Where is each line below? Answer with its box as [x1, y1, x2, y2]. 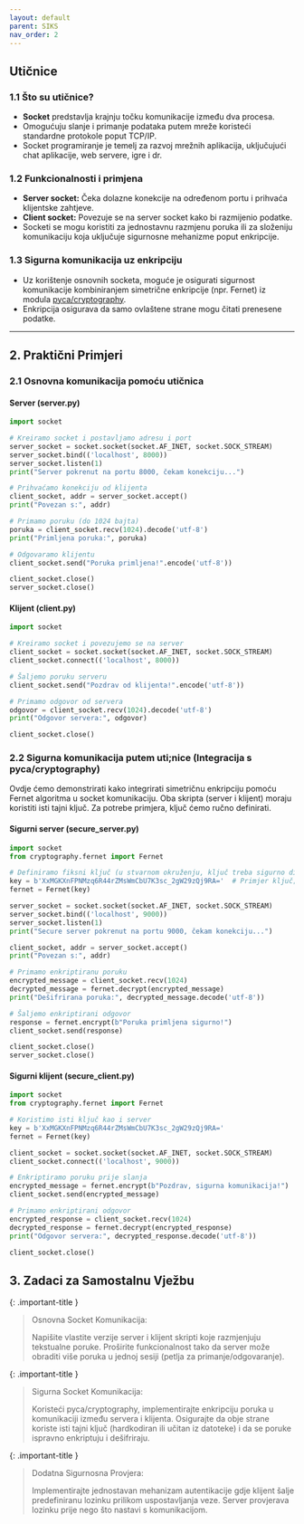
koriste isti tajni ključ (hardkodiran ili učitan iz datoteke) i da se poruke [31, 1423, 292, 1434]
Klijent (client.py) [9, 603, 77, 614]
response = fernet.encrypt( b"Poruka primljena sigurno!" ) [9, 1017, 233, 1027]
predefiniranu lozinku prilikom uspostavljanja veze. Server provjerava [31, 1495, 290, 1506]
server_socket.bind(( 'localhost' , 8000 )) [9, 450, 168, 460]
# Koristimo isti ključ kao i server [9, 1115, 152, 1125]
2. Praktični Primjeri [9, 348, 123, 363]
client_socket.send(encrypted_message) [9, 1190, 160, 1199]
